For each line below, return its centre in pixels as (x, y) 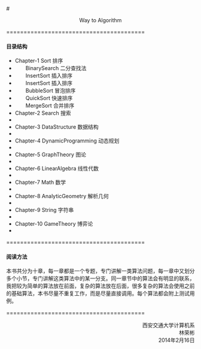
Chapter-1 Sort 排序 (39, 61)
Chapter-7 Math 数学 (40, 183)
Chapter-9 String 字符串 (44, 210)
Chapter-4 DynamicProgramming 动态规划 (67, 141)
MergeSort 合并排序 (50, 106)
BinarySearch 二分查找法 (56, 68)
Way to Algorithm (100, 20)
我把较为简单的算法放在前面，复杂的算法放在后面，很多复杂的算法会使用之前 (100, 286)
